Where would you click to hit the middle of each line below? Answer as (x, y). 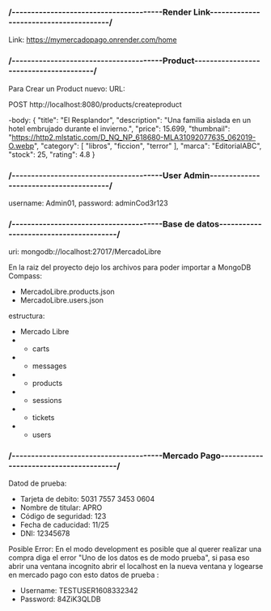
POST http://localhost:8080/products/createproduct (95, 104)
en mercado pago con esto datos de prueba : (84, 575)
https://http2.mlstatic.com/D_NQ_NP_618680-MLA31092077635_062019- (134, 137)
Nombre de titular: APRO (61, 507)
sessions (47, 401)
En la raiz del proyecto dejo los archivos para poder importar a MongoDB (130, 267)
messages (49, 366)
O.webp (21, 146)
